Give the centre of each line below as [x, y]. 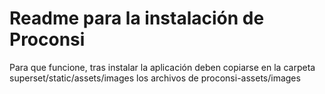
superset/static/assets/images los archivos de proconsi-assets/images [155, 78]
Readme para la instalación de [137, 18]
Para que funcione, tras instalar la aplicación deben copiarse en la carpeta [162, 67]
